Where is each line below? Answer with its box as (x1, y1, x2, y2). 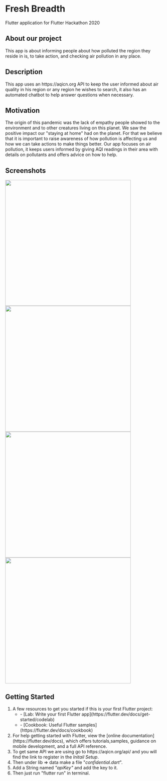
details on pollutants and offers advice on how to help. (5, 152, 118, 158)
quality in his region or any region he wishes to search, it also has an (5, 86, 147, 92)
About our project (5, 34, 62, 43)
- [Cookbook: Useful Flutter (20, 722, 77, 728)
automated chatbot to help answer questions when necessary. (5, 92, 134, 98)
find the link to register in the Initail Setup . (12, 754, 99, 760)
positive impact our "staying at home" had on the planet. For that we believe (5, 130, 162, 136)
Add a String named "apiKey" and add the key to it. (12, 765, 118, 770)
